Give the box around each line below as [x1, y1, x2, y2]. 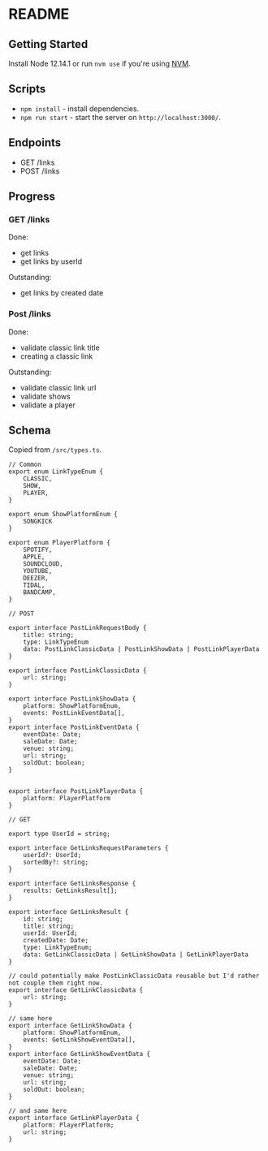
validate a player [19, 399, 76, 410]
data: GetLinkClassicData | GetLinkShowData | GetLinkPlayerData [23, 951, 249, 959]
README [8, 5, 70, 24]
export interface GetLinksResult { [8, 908, 129, 916]
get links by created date [19, 288, 104, 298]
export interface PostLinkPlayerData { [8, 787, 144, 795]
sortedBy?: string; [23, 858, 89, 867]
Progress [8, 190, 55, 204]
